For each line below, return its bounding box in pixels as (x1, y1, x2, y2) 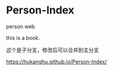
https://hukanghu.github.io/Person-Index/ (6, 58, 107, 65)
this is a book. (6, 34, 40, 41)
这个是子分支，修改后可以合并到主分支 (6, 46, 99, 53)
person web (6, 23, 35, 30)
